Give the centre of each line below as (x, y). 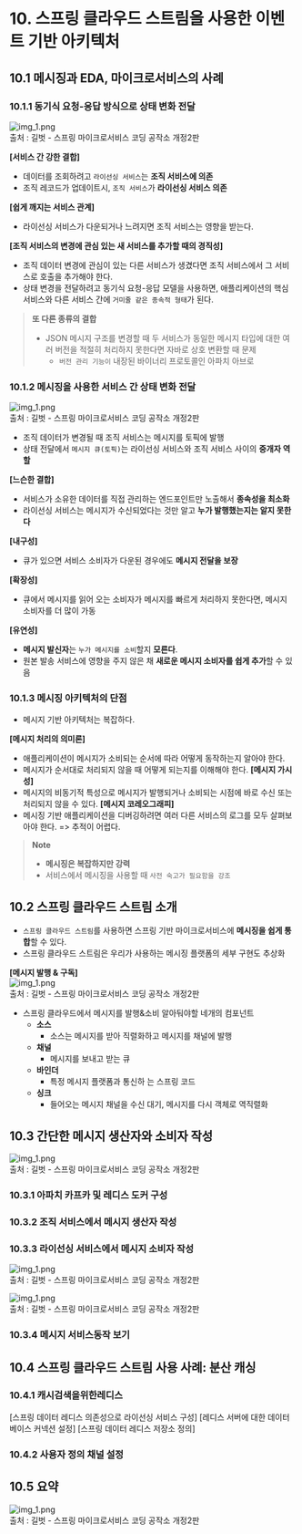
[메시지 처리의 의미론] (48, 739)
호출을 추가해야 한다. (76, 276)
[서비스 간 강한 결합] (45, 157)
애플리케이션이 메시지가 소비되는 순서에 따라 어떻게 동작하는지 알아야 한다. (154, 759)
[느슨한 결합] (32, 480)
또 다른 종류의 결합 (64, 318)
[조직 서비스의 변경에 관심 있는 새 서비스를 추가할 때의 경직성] (116, 245)
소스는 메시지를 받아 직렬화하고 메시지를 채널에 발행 (141, 1036)
